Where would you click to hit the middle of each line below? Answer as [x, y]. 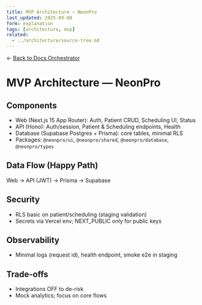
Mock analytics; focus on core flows [61, 296]
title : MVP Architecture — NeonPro [52, 12]
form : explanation [30, 23]
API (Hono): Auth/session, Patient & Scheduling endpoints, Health [98, 127]
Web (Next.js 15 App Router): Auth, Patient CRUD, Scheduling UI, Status [105, 120]
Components [32, 105]
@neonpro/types [35, 147]
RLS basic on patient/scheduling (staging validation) [81, 214]
